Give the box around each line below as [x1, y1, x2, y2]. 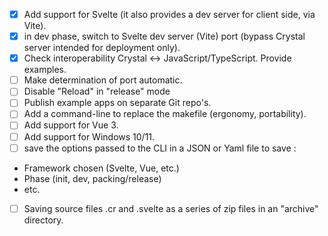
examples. [23, 64, 67, 76]
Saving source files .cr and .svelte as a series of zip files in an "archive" [23, 202, 319, 214]
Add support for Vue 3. [23, 119, 119, 131]
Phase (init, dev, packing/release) [23, 172, 162, 184]
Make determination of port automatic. [23, 74, 183, 86]
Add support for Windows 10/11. [23, 130, 156, 143]
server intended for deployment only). [23, 42, 181, 54]
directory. [23, 214, 64, 226]
